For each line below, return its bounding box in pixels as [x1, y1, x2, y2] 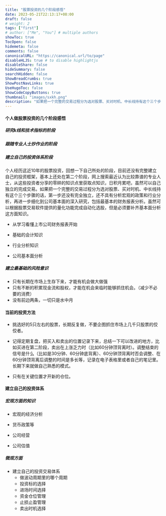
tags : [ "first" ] [5, 26, 39, 31]
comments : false [5, 48, 39, 53]
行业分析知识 [12, 242, 39, 248]
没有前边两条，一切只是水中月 [12, 297, 73, 303]
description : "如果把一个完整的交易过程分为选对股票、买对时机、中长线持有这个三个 [5, 99, 158, 104]
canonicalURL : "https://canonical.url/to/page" [5, 53, 105, 58]
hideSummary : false [5, 67, 45, 72]
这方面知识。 [5, 211, 31, 217]
